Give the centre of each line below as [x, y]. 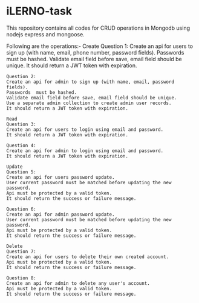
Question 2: [21, 76]
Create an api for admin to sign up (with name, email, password [90, 82]
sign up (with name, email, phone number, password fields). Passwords [95, 52]
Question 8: [21, 278]
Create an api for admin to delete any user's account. [78, 283]
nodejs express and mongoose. [45, 34]
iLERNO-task [39, 11]
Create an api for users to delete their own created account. [88, 257]
